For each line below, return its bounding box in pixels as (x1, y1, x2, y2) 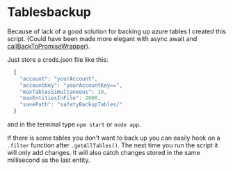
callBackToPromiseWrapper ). (7, 42, 90, 50)
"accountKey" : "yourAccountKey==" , (19, 81, 123, 89)
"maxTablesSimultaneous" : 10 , (19, 88, 108, 95)
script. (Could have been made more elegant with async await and (7, 34, 198, 42)
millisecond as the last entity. (7, 156, 90, 164)
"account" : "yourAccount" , (19, 75, 98, 82)
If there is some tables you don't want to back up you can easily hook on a (7, 133, 220, 142)
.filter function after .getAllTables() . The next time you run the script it (7, 141, 218, 149)
